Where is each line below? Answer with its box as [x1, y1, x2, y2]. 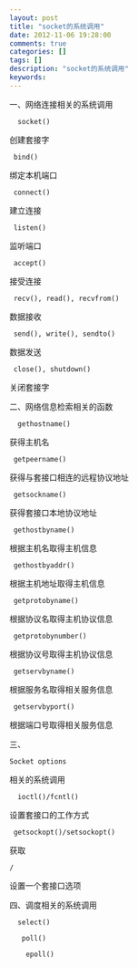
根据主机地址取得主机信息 [9, 578, 105, 588]
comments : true [9, 38, 67, 48]
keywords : [9, 73, 47, 82]
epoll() [25, 950, 54, 959]
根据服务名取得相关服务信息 [9, 683, 113, 694]
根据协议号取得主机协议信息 [9, 649, 113, 660]
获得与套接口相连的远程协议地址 [9, 472, 129, 483]
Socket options [9, 756, 67, 766]
